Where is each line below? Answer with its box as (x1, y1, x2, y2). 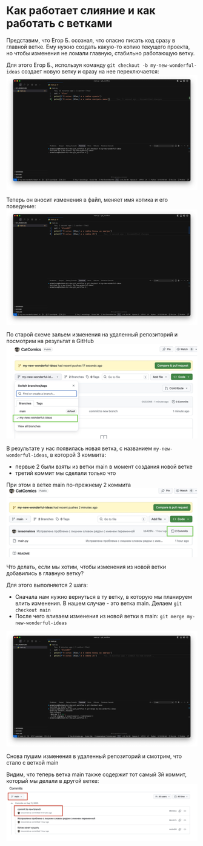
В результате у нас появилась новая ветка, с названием (6, 445, 153, 452)
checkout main (15, 607, 51, 613)
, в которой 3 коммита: (47, 451, 107, 459)
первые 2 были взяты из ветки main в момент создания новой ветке (15, 463, 193, 470)
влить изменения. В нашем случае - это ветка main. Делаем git (15, 599, 182, 607)
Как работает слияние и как (6, 4, 156, 18)
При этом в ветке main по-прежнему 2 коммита (6, 481, 131, 488)
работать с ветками (6, 16, 113, 30)
